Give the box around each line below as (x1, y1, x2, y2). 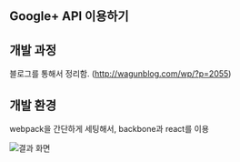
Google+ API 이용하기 (9, 8, 129, 25)
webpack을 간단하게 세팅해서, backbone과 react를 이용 (9, 124, 209, 135)
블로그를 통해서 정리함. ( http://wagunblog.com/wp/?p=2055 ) (9, 68, 232, 79)
